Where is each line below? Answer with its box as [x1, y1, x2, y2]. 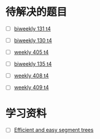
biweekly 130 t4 [13, 37, 52, 44]
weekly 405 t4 [13, 49, 49, 56]
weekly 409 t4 [13, 84, 49, 91]
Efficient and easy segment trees [13, 127, 94, 134]
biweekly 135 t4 [13, 60, 52, 67]
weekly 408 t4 [13, 72, 49, 79]
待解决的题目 [5, 5, 68, 19]
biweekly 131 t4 [13, 25, 51, 32]
